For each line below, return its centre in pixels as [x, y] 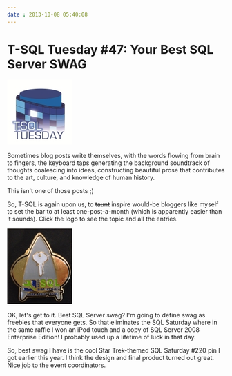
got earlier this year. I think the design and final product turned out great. [111, 357]
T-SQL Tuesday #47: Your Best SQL [110, 49]
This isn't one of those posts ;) [51, 190]
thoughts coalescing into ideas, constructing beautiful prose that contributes [116, 170]
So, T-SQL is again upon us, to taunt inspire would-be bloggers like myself [113, 204]
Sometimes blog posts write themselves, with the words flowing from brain [114, 155]
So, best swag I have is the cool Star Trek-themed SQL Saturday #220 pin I [114, 350]
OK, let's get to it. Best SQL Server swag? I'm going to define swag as [106, 315]
